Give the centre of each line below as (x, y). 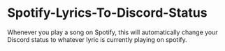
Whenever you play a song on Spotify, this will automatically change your (112, 32)
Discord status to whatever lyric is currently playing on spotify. (97, 39)
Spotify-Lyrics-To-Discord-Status (107, 13)
